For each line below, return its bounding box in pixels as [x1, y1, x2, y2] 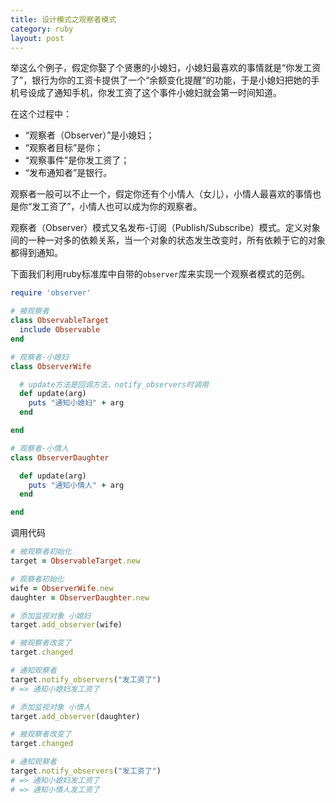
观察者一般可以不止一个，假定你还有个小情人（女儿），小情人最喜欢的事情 [10, 188, 313, 200]
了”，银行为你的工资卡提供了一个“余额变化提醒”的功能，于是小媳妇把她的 [10, 74, 312, 86]
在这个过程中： [10, 108, 72, 120]
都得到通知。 [10, 247, 63, 259]
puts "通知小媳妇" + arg [28, 398, 125, 408]
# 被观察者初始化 [10, 547, 72, 557]
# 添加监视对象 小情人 [10, 702, 92, 712]
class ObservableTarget [10, 316, 110, 326]
